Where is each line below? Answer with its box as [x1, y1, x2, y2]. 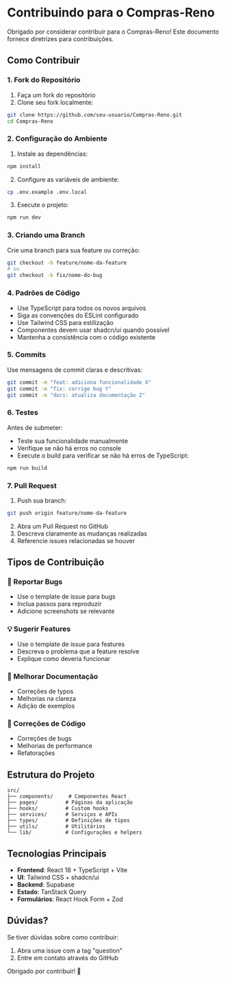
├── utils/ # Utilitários [7, 823, 106, 830]
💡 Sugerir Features [7, 624, 71, 634]
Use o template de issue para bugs [16, 592, 116, 601]
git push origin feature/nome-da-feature [7, 510, 127, 516]
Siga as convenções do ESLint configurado [16, 311, 139, 320]
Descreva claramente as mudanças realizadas [16, 529, 147, 538]
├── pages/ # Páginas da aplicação [7, 799, 134, 806]
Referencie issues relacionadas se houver [16, 536, 136, 544]
